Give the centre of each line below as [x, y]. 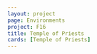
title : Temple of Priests [46, 33]
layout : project [31, 14]
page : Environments [36, 20]
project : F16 [27, 27]
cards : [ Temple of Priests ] [49, 40]
